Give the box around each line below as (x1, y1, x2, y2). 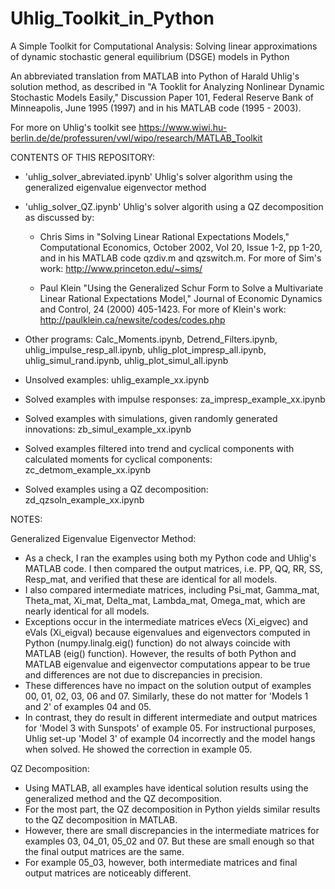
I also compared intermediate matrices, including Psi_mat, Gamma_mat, (24, 583, 320, 596)
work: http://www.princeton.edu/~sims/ (39, 262, 203, 274)
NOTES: (10, 513, 43, 525)
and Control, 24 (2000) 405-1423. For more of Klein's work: (39, 303, 287, 315)
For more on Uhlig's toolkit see (10, 121, 137, 133)
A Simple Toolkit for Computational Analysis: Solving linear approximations (10, 40, 318, 52)
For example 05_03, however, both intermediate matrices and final (24, 856, 298, 868)
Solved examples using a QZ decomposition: (24, 483, 209, 495)
